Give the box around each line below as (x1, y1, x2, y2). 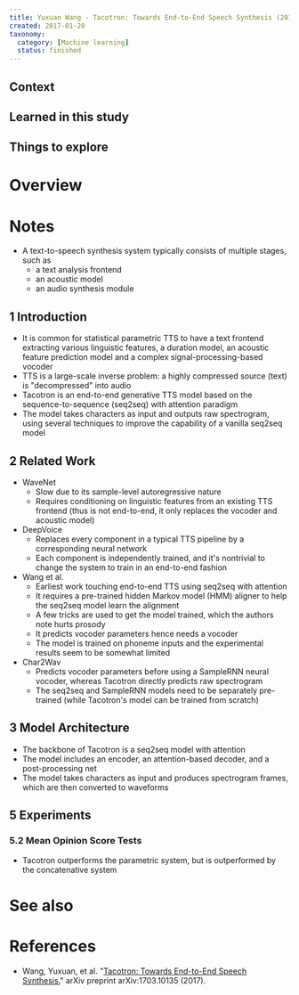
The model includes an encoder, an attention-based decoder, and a (21, 754, 270, 764)
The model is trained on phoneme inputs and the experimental (35, 638, 264, 648)
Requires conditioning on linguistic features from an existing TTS (35, 496, 273, 507)
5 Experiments (9, 808, 92, 823)
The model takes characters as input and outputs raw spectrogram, (21, 409, 270, 420)
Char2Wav (21, 657, 61, 668)
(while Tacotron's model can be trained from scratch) (63, 695, 260, 705)
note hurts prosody (35, 619, 106, 630)
